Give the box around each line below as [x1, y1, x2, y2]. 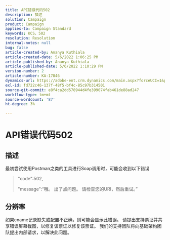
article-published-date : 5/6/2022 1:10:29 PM [5, 64, 103, 69]
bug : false [5, 45, 28, 50]
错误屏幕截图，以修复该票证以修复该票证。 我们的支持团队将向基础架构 [9, 223, 157, 229]
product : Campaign [5, 21, 44, 27]
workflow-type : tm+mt [5, 92, 51, 97]
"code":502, [17, 176, 44, 182]
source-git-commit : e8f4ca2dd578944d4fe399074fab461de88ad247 [5, 87, 139, 93]
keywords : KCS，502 [5, 31, 46, 36]
